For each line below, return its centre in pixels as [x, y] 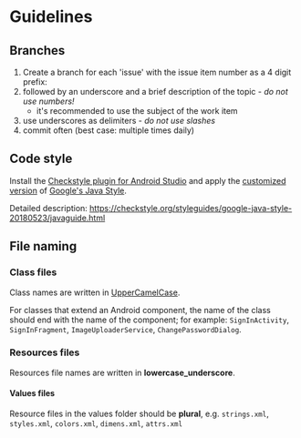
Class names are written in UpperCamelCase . [95, 292]
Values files [32, 393]
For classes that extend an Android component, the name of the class [140, 310]
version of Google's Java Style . [68, 190]
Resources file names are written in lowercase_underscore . [122, 372]
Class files [33, 272]
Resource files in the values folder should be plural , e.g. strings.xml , [139, 413]
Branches [37, 51]
